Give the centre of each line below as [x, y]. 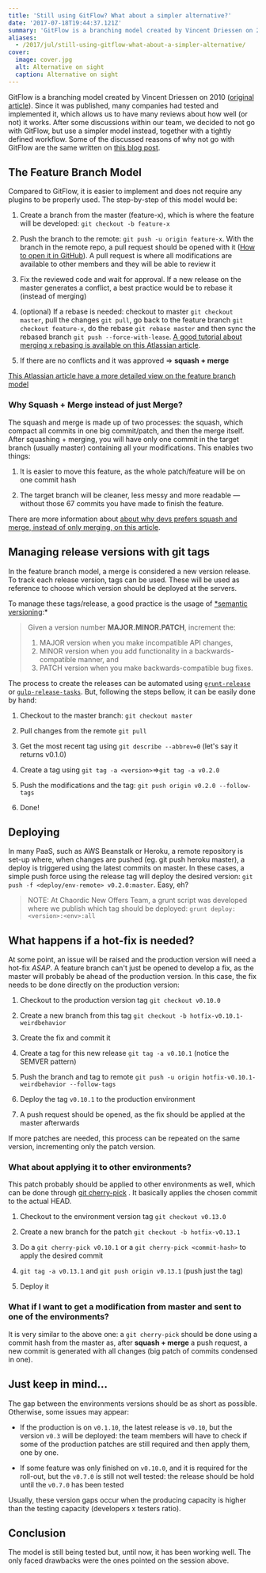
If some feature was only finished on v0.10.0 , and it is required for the [133, 1468]
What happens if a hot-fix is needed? [101, 941]
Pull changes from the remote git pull [83, 730]
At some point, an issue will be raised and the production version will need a [132, 960]
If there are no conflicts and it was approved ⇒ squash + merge [124, 360]
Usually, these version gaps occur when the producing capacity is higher [127, 1500]
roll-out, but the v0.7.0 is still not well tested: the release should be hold [137, 1476]
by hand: [23, 700]
